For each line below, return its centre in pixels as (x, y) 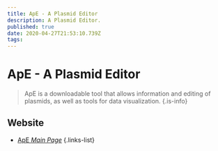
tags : (15, 40)
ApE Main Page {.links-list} (56, 140)
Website (25, 123)
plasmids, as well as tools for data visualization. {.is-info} (106, 101)
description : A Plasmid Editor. (54, 20)
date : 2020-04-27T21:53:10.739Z (54, 33)
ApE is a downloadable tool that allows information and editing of (117, 94)
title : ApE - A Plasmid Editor (53, 14)
